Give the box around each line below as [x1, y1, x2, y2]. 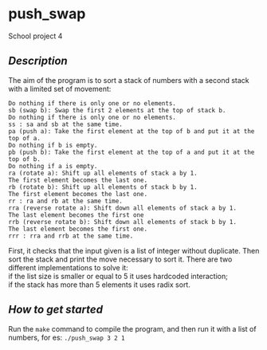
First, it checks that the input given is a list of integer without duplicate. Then [8, 246, 260, 255]
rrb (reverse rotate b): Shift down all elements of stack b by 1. [8, 218, 238, 226]
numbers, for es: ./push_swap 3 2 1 [8, 332, 125, 342]
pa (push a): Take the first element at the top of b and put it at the [8, 127, 255, 136]
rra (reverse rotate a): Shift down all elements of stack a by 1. [8, 204, 238, 212]
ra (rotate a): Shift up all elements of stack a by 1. [8, 169, 198, 177]
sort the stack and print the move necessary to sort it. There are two [8, 254, 233, 264]
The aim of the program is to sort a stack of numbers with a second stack [8, 75, 249, 85]
